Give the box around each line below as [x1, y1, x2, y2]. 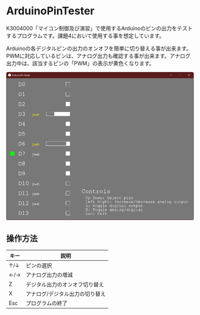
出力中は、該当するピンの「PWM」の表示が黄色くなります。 [6, 60, 155, 67]
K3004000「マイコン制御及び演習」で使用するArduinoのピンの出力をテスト [6, 24, 193, 32]
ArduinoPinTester [6, 4, 95, 18]
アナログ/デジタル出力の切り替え [26, 290, 106, 297]
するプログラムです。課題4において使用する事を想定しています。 [6, 32, 165, 39]
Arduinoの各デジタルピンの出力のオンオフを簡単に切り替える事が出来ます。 [6, 45, 192, 52]
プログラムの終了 [26, 299, 68, 307]
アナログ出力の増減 [26, 271, 73, 279]
